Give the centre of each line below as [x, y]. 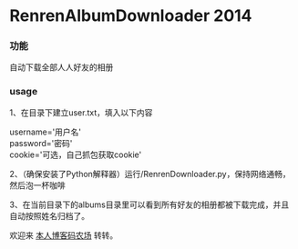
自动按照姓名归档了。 [49, 215]
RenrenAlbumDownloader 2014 [131, 16]
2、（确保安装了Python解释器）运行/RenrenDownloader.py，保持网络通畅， [150, 174]
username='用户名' [46, 132]
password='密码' [41, 143]
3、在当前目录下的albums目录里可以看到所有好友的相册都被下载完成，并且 [149, 204]
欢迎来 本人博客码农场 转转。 [64, 235]
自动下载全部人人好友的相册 [62, 67]
